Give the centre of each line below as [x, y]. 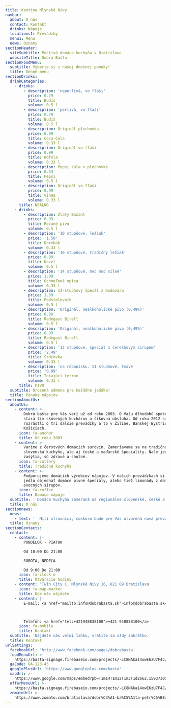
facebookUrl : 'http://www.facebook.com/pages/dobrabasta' [73, 650]
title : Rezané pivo [49, 224]
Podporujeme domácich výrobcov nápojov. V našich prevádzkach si [94, 476]
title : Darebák [44, 243]
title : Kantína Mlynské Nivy [36, 10]
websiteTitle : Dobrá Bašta [38, 58]
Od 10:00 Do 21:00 [43, 552]
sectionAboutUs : [22, 400]
